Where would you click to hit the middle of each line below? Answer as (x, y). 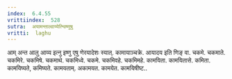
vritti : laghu (29, 33)
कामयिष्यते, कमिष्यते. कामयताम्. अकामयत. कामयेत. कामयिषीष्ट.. (77, 68)
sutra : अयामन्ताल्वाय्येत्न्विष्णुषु (40, 26)
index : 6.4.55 (29, 14)
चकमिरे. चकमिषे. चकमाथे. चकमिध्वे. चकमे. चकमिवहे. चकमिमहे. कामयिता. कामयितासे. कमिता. (109, 60)
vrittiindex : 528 (34, 20)
